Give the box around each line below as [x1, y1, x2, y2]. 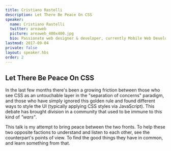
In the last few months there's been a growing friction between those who [5, 87, 160, 93]
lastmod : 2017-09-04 [5, 41, 49, 46]
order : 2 [5, 54, 24, 60]
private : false [5, 45, 38, 50]
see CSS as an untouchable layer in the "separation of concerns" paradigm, [5, 93, 164, 99]
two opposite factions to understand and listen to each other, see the [5, 129, 150, 135]
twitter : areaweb [10, 26, 47, 32]
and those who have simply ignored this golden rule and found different [5, 98, 155, 104]
